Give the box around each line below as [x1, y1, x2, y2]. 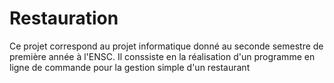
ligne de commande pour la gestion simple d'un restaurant [9, 61, 251, 73]
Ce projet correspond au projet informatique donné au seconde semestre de [9, 40, 324, 52]
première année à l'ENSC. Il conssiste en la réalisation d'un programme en [9, 50, 316, 62]
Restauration [9, 7, 119, 30]
